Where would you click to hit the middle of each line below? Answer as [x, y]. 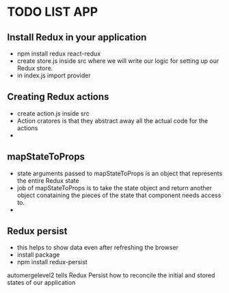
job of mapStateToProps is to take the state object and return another [114, 188]
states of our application [41, 283]
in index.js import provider [54, 75]
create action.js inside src [53, 113]
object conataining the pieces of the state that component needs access [119, 195]
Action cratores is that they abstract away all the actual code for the [112, 120]
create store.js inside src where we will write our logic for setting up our [118, 61]
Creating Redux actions [58, 97]
